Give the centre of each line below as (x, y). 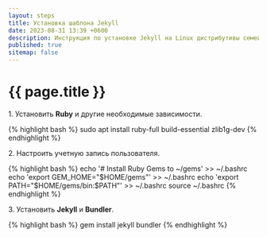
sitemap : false (33, 52)
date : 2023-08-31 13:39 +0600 (58, 30)
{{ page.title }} (57, 92)
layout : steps (32, 16)
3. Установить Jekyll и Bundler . (61, 209)
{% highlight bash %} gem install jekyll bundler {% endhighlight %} (118, 224)
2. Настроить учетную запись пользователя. (84, 153)
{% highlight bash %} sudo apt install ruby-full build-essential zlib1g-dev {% (133, 129)
